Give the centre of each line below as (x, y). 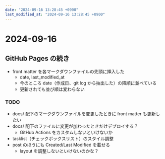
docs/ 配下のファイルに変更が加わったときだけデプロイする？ (75, 126)
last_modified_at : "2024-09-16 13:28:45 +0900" (55, 14)
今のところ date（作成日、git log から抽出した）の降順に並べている (88, 83)
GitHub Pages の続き (37, 58)
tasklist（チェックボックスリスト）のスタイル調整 (63, 138)
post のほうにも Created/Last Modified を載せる (61, 145)
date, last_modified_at (42, 77)
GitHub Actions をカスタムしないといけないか (66, 132)
